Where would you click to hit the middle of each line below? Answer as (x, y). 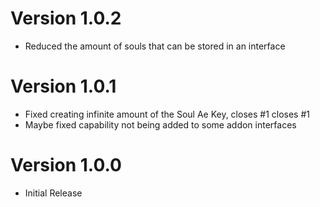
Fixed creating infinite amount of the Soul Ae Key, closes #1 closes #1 (167, 114)
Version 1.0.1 (63, 86)
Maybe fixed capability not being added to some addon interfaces (160, 124)
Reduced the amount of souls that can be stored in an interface (155, 46)
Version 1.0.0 (66, 165)
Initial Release (53, 193)
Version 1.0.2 (66, 18)
